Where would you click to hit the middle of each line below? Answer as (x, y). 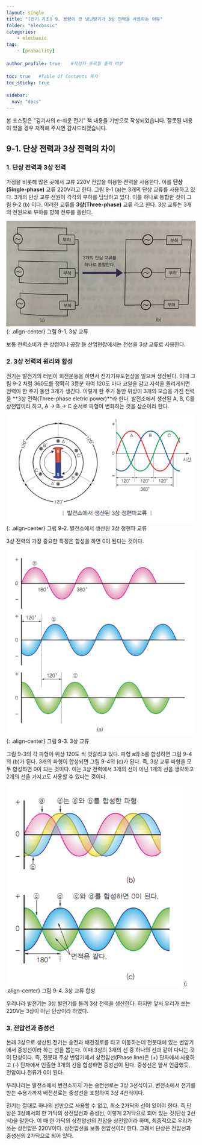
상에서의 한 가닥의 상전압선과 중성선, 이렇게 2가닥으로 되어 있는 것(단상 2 (106, 1113)
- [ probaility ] (36, 51)
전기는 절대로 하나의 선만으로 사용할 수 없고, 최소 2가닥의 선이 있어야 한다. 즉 (96, 1106)
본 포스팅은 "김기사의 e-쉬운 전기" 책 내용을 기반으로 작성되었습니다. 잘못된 (94, 120)
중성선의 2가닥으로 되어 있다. (40, 1136)
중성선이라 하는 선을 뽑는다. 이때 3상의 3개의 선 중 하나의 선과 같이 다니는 (103, 1050)
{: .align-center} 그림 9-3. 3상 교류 (48, 741)
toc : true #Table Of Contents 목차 (52, 76)
